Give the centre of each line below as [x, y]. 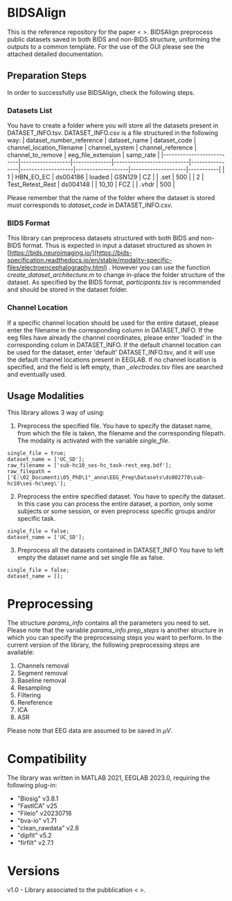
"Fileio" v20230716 [44, 813]
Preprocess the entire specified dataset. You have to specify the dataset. [121, 497]
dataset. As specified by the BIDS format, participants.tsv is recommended [114, 283]
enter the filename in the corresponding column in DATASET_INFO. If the [110, 330]
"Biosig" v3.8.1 [38, 799]
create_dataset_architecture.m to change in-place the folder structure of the [116, 275]
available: [21, 652]
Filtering [29, 695]
